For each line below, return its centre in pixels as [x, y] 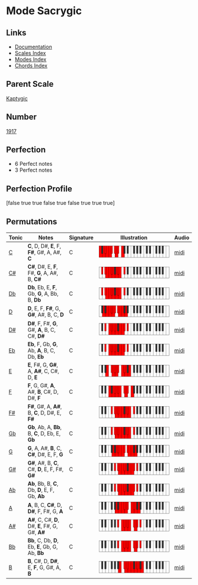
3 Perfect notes [34, 170]
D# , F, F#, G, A [45, 511]
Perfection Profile [39, 189]
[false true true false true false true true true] [60, 203]
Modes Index [30, 59]
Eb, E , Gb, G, [42, 547]
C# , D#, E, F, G [45, 455]
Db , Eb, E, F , [42, 287]
